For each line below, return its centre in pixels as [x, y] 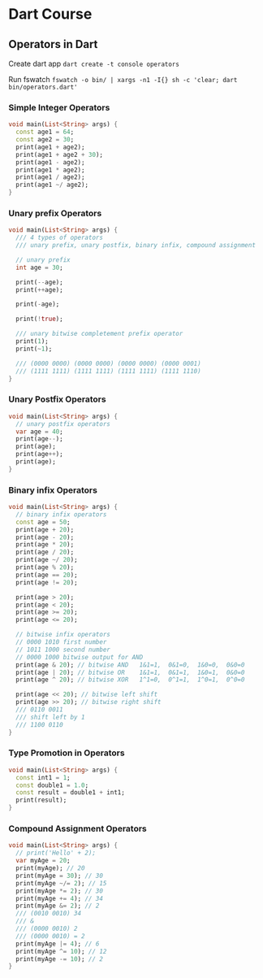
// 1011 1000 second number [63, 650]
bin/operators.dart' [43, 87]
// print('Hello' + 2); [56, 853]
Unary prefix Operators [55, 213]
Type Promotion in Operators [67, 753]
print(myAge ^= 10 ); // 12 [61, 951]
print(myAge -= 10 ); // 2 [60, 959]
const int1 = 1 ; [43, 777]
